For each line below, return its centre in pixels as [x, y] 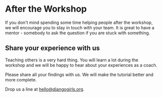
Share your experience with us [52, 48]
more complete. [21, 79]
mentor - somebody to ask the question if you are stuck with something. [78, 33]
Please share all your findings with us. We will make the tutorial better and [79, 75]
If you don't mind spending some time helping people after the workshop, [79, 22]
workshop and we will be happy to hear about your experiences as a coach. [81, 65]
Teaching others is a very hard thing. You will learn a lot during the [72, 60]
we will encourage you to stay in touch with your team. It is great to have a [80, 27]
